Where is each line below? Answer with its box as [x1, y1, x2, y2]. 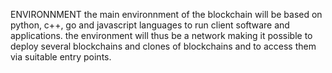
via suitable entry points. [10, 51, 112, 63]
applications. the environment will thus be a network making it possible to [10, 30, 313, 41]
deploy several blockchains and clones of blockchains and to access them [10, 40, 317, 52]
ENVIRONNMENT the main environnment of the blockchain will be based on [10, 9, 323, 20]
